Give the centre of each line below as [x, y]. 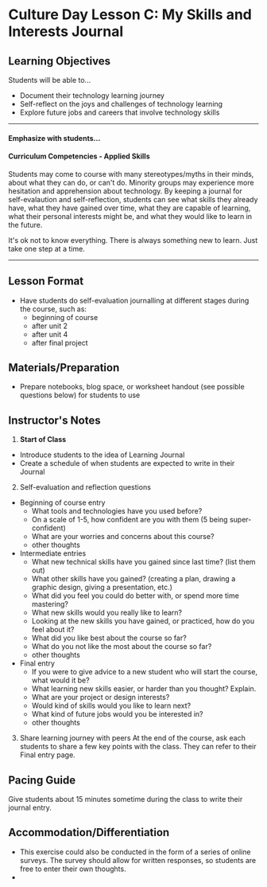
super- [240, 520]
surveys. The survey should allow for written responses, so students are [138, 860]
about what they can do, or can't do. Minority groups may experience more [131, 182]
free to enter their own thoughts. [73, 869]
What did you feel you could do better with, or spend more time [135, 596]
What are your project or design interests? [101, 697]
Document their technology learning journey [92, 96]
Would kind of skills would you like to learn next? [111, 705]
